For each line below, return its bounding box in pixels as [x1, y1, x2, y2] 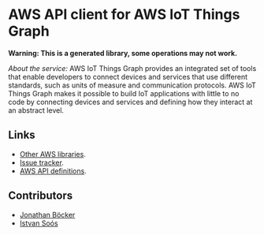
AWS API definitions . [19, 166, 87, 175]
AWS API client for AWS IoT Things [8, 6, 240, 24]
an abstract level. [8, 105, 65, 115]
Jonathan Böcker [19, 210, 76, 219]
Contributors [8, 189, 73, 203]
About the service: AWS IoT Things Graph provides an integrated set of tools [8, 63, 257, 73]
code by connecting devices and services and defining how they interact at [8, 97, 253, 106]
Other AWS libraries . [19, 149, 87, 159]
